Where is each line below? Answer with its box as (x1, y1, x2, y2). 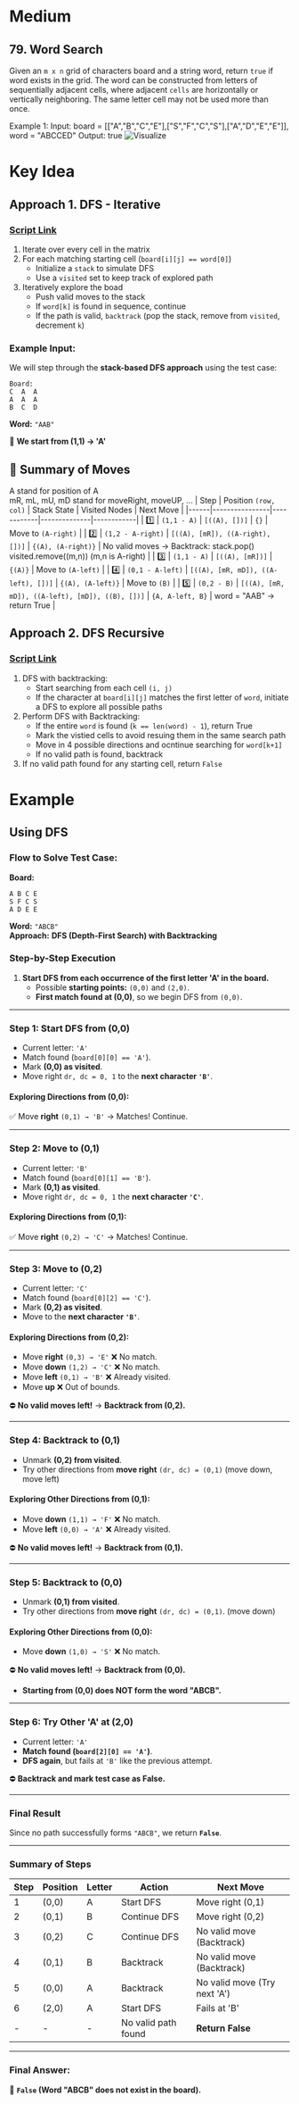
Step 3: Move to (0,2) (9, 1262, 102, 1275)
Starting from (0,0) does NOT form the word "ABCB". (21, 1685, 222, 1696)
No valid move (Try (195, 1976, 276, 1989)
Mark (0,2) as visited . (21, 1301, 103, 1313)
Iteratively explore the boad (21, 281, 123, 292)
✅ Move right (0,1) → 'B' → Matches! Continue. (9, 1111, 189, 1122)
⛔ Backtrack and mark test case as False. (9, 1773, 166, 1784)
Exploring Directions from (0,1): (9, 1211, 127, 1222)
